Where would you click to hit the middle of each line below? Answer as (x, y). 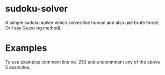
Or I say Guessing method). (33, 27)
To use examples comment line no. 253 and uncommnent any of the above (83, 62)
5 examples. (18, 67)
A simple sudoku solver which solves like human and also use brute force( (82, 22)
